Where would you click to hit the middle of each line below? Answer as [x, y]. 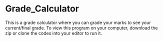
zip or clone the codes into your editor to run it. [54, 33]
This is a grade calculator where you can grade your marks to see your [78, 22]
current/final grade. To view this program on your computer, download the [81, 27]
